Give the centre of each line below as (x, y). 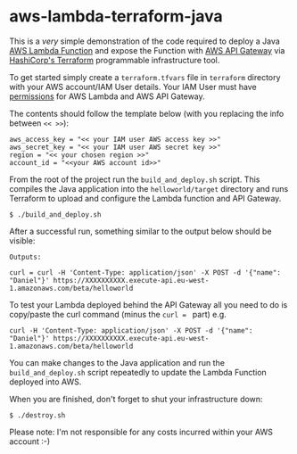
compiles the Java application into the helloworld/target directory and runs (149, 188)
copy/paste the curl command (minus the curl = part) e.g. (118, 314)
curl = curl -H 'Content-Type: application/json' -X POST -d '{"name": (145, 272)
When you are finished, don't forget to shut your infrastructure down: (136, 399)
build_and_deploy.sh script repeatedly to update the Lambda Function (138, 372)
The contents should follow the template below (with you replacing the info (147, 113)
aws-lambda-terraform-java (116, 17)
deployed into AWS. (45, 382)
